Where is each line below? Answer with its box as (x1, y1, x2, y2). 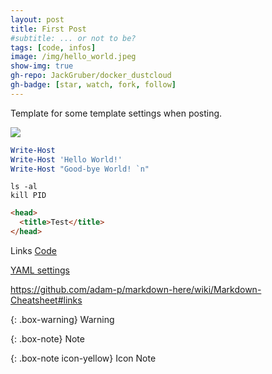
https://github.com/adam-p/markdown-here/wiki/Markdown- (10, 284, 262, 295)
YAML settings (10, 264, 70, 276)
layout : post (10, 14, 65, 25)
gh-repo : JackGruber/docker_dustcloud (10, 71, 172, 81)
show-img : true (10, 61, 74, 71)
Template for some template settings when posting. (10, 107, 223, 119)
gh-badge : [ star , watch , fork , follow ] (10, 80, 177, 90)
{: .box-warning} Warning (10, 314, 115, 325)
